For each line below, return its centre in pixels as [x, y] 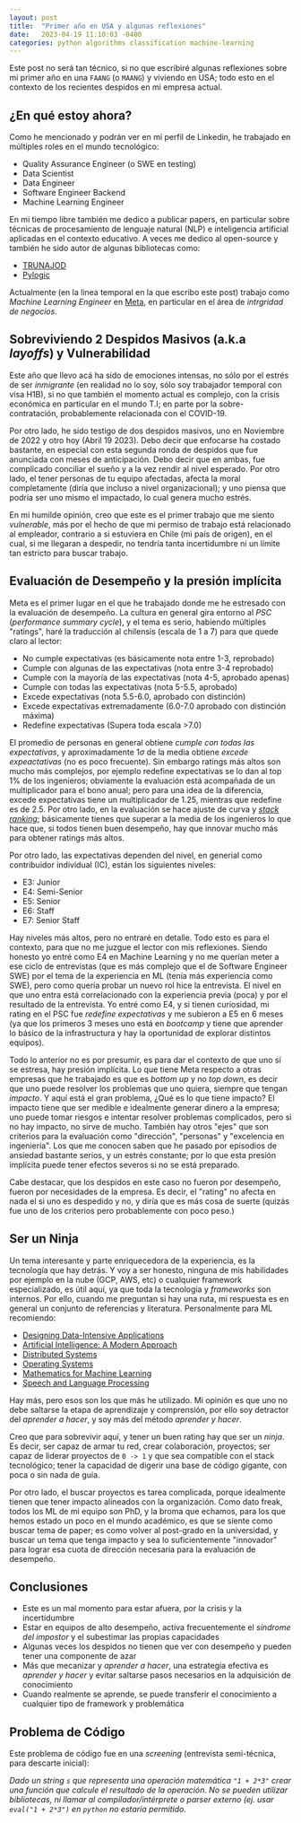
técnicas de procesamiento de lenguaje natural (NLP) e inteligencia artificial [149, 229]
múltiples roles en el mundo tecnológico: [84, 147]
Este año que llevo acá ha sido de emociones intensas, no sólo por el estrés [149, 375]
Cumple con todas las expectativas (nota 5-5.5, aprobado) [130, 686]
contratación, [34, 413]
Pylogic [36, 275]
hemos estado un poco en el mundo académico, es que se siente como [141, 1521]
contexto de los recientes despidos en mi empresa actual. [116, 87]
